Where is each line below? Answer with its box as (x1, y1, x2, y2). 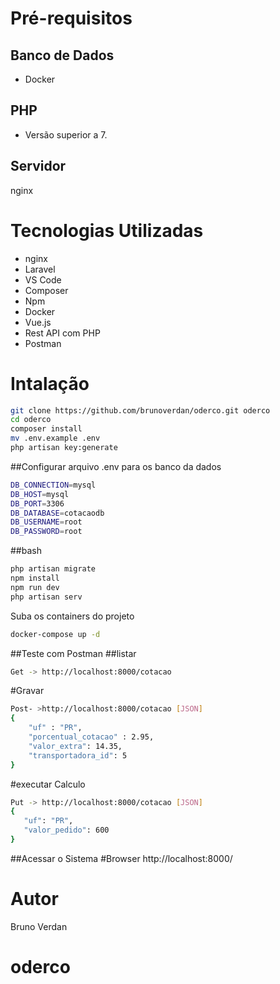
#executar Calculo (10, 778, 86, 790)
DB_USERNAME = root (10, 517, 83, 527)
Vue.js (24, 316, 52, 328)
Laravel (24, 263, 56, 275)
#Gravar (10, 685, 45, 697)
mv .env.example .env (10, 433, 101, 444)
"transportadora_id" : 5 (28, 750, 128, 761)
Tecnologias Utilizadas (10, 219, 204, 242)
